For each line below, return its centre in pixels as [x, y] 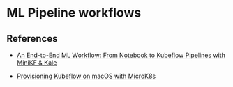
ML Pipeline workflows [74, 13]
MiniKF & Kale [37, 63]
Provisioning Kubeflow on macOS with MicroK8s [86, 76]
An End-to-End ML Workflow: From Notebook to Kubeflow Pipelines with [121, 55]
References [32, 39]
